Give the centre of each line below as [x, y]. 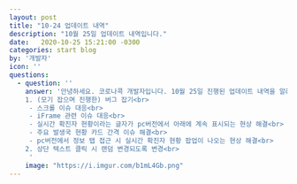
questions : [29, 75]
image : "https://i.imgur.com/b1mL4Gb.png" [104, 165]
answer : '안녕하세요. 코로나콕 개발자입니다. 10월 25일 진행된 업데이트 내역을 [150, 91]
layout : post [33, 17]
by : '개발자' [30, 58]
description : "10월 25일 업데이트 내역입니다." [88, 34]
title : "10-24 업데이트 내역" [59, 26]
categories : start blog [53, 50]
